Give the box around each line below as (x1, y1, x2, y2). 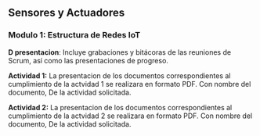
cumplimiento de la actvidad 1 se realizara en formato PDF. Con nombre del (8, 79, 251, 88)
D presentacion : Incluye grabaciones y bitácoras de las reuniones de (8, 47, 232, 57)
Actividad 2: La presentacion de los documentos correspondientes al (8, 102, 233, 112)
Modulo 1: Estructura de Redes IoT (8, 30, 141, 41)
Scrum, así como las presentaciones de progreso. (8, 55, 168, 65)
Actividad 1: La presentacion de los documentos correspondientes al (8, 70, 231, 81)
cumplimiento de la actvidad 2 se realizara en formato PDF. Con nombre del (8, 111, 253, 120)
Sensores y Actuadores (8, 6, 125, 20)
